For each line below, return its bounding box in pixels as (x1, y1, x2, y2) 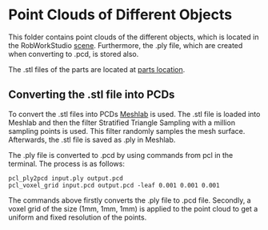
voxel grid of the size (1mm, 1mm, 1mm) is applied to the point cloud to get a (8, 204, 258, 213)
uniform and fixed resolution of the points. (8, 212, 147, 222)
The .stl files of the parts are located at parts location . (8, 64, 186, 74)
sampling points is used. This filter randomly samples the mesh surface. (8, 126, 246, 135)
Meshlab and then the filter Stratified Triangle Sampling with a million (8, 118, 236, 127)
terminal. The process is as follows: (8, 159, 126, 168)
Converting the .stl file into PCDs (8, 88, 175, 102)
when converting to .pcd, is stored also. (8, 49, 139, 59)
